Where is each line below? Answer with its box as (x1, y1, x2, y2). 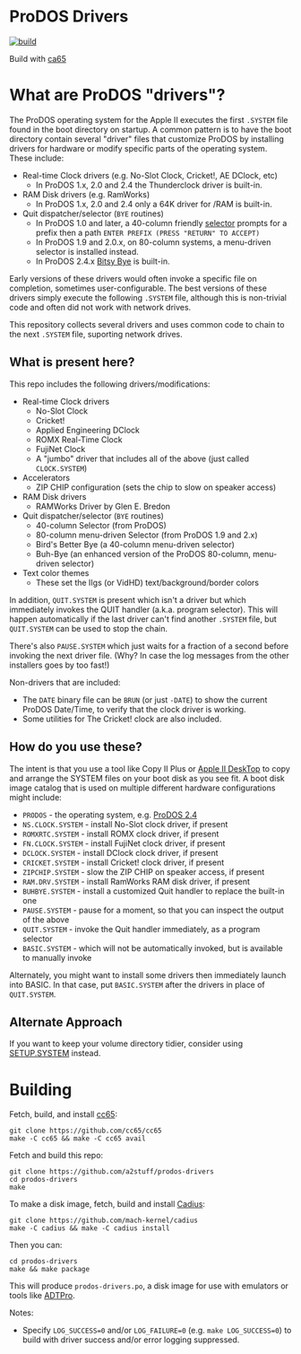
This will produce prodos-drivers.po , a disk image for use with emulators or (9, 1280, 289, 1291)
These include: (9, 153, 64, 163)
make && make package (9, 1265, 90, 1274)
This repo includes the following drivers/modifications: (9, 379, 211, 389)
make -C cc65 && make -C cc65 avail (9, 1134, 146, 1143)
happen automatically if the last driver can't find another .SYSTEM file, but (9, 613, 278, 625)
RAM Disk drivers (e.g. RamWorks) (21, 188, 150, 199)
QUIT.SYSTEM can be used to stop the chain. (9, 623, 168, 633)
